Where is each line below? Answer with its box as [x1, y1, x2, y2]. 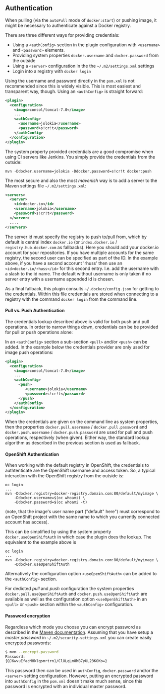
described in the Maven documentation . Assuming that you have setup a [5, 629, 154, 635]
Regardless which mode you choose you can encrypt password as [5, 624, 141, 630]
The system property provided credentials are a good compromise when [5, 149, 154, 155]
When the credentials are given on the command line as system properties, [5, 419, 159, 425]
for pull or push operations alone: [5, 329, 73, 335]
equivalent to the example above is [5, 539, 76, 545]
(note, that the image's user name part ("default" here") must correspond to [5, 509, 160, 515]
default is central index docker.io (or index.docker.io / [5, 239, 117, 245]
